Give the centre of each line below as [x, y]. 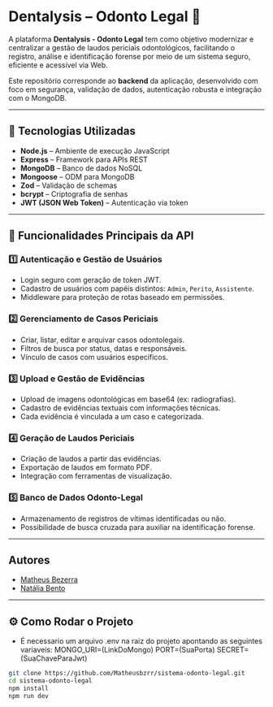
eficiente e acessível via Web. [58, 65]
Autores [29, 560]
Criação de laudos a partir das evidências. [91, 459]
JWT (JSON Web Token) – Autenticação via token [104, 202]
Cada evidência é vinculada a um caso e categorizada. [112, 417]
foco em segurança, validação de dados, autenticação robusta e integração [135, 89]
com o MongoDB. [38, 98]
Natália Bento [43, 588]
